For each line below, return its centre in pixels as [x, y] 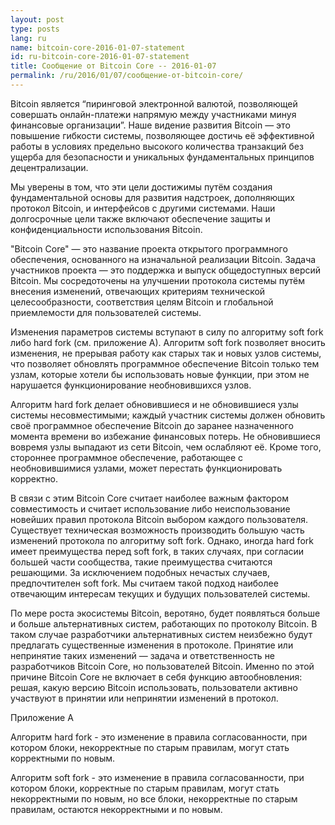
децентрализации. [49, 167]
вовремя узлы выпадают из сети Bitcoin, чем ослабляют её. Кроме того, [166, 447]
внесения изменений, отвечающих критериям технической [138, 291]
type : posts [35, 29]
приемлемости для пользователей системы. [106, 312]
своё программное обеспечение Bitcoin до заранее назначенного [152, 425]
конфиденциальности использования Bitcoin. [106, 229]
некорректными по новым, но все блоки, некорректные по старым [154, 798]
